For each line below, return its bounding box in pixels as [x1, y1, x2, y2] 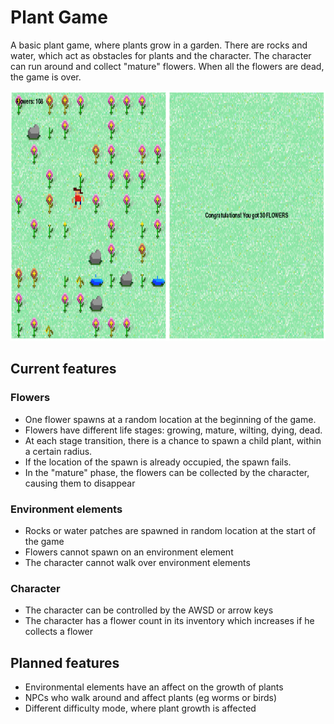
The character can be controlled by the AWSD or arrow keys [24, 604, 274, 616]
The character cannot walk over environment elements [24, 556, 251, 568]
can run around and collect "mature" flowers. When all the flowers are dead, [10, 60, 325, 72]
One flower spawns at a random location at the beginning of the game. [24, 413, 317, 425]
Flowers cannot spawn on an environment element [24, 546, 234, 558]
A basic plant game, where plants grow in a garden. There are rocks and [10, 39, 308, 51]
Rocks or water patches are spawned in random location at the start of [24, 524, 317, 536]
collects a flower [24, 626, 94, 638]
